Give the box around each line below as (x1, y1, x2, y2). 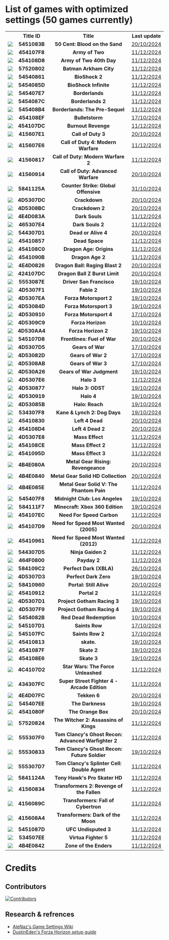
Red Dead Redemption (61, 614, 116, 621)
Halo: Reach (73, 401, 103, 408)
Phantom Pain (71, 487, 106, 494)
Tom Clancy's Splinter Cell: (55, 759, 122, 766)
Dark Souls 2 (72, 221, 105, 228)
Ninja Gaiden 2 (70, 548, 107, 555)
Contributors (5, 882, 47, 891)
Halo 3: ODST (72, 384, 105, 391)
